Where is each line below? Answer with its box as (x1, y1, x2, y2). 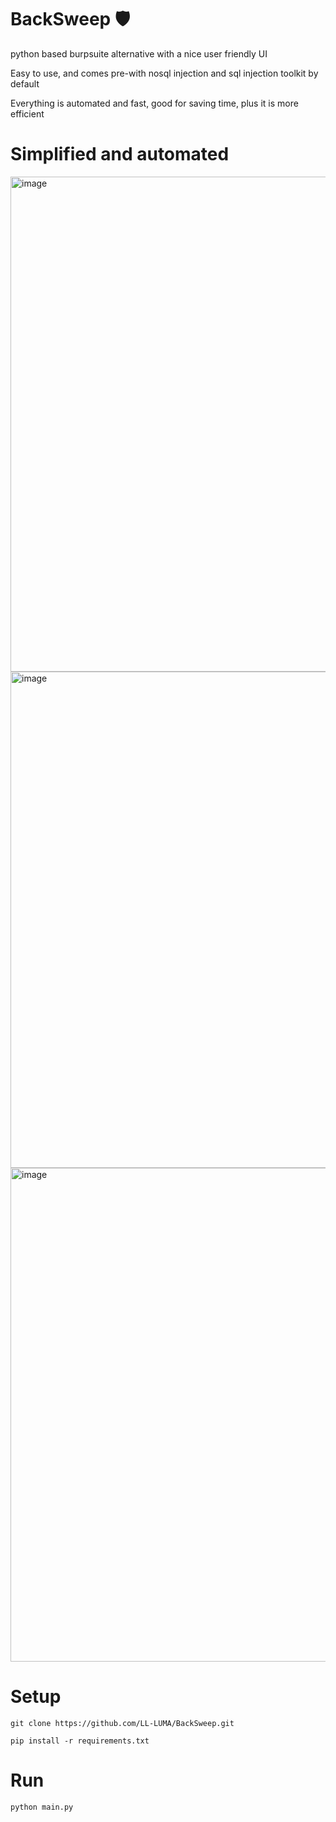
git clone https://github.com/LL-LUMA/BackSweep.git (10, 1718, 235, 1728)
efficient (10, 107, 45, 120)
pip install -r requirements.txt (10, 1736, 150, 1746)
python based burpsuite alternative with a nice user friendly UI (10, 47, 268, 60)
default (10, 77, 40, 90)
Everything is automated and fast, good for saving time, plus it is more (10, 97, 299, 109)
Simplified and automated (10, 143, 230, 166)
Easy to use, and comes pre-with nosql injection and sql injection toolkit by (10, 67, 319, 79)
